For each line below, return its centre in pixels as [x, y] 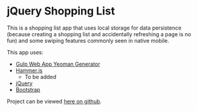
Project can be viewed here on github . [54, 101]
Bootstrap [28, 89]
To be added [40, 77]
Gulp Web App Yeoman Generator [58, 64]
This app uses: [25, 52]
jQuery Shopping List [61, 11]
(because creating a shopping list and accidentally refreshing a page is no [99, 34]
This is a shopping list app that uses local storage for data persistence [94, 28]
